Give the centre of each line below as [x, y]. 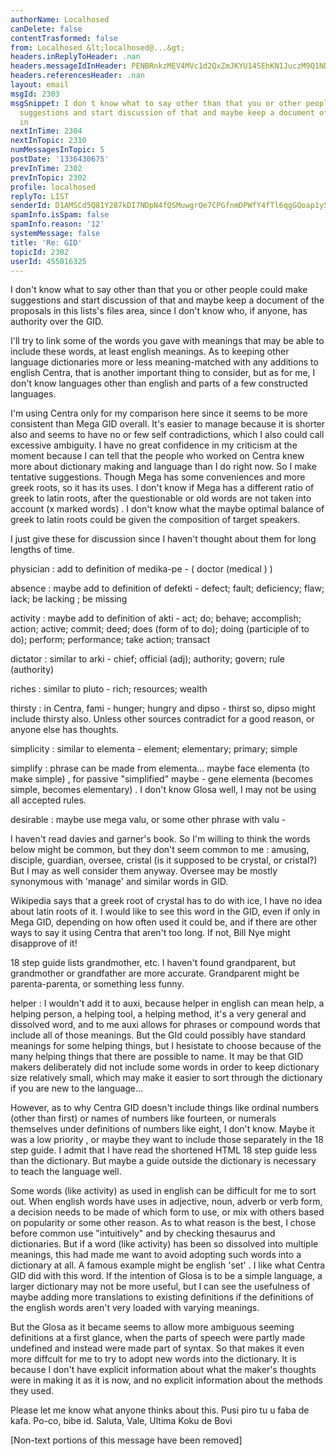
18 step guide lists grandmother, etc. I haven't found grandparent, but [153, 963]
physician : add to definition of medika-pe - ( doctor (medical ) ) [141, 569]
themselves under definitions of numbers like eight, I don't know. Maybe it [162, 1129]
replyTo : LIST [40, 196]
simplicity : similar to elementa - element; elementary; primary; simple [154, 749]
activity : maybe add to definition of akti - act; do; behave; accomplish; [156, 618]
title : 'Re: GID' [46, 242]
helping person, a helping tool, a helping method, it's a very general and [158, 1014]
